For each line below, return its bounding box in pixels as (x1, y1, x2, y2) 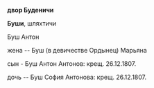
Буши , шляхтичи (7, 19, 57, 27)
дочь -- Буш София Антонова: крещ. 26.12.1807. (7, 73, 147, 81)
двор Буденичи (7, 6, 54, 14)
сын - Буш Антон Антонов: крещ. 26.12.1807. (7, 60, 137, 68)
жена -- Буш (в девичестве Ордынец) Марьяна (7, 46, 147, 54)
